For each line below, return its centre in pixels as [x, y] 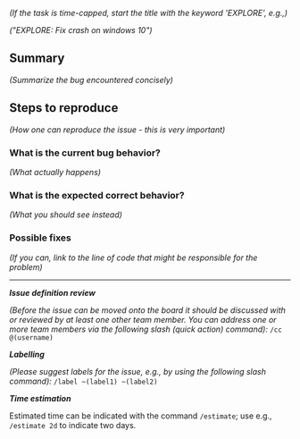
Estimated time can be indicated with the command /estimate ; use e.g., [141, 416]
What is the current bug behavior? [85, 153]
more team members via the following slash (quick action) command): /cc [146, 329]
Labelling [27, 354]
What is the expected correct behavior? [97, 195]
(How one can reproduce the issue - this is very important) [117, 130]
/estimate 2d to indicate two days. [73, 425]
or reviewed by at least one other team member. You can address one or [143, 319]
